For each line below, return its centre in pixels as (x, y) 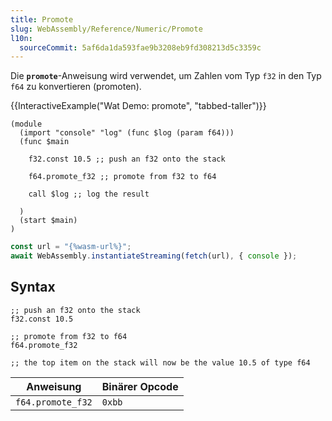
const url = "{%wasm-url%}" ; (71, 247)
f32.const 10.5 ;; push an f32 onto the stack (127, 159)
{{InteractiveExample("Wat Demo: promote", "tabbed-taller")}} (138, 106)
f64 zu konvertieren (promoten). (76, 87)
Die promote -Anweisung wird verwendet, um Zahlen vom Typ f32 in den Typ (166, 76)
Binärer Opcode (140, 386)
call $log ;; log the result (89, 194)
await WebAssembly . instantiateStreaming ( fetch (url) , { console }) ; (154, 256)
